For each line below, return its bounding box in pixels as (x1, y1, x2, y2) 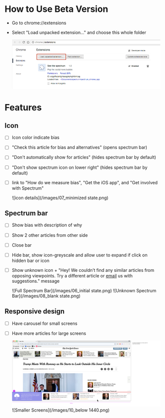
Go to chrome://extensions (11, 20, 67, 26)
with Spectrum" (11, 185, 44, 191)
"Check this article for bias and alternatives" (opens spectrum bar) (11, 145, 148, 151)
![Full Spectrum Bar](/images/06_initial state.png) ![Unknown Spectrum (11, 287, 157, 293)
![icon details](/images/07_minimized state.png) (11, 195, 109, 201)
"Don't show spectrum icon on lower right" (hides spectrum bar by (11, 164, 148, 170)
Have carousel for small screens (11, 320, 78, 326)
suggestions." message (11, 278, 60, 284)
